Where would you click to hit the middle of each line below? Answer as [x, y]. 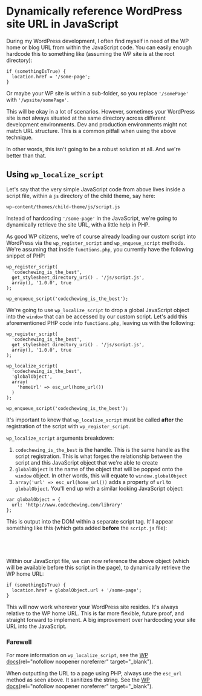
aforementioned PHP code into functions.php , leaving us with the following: [101, 322]
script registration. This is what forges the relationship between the [99, 456]
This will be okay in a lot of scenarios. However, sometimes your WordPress [101, 111]
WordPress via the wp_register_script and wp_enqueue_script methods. [96, 243]
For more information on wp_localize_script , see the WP [77, 655]
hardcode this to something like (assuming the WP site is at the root [90, 53]
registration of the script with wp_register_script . [68, 426]
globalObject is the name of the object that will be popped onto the [99, 469]
